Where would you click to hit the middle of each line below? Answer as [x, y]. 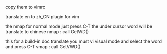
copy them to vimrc [25, 7]
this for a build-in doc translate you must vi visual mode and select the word [83, 41]
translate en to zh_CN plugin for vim [42, 17]
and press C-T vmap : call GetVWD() [43, 46]
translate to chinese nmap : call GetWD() [47, 31]
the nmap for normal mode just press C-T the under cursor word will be [79, 26]
